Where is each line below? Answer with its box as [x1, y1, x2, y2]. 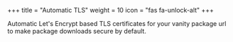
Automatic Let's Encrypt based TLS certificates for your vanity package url [7, 20, 227, 27]
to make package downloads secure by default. [7, 27, 147, 35]
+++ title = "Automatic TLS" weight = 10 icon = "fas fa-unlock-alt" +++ [7, 6, 215, 14]
